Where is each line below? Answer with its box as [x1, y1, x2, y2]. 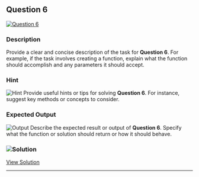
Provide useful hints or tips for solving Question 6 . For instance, [23, 89, 179, 96]
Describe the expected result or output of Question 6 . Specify [30, 124, 182, 131]
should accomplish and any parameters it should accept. [6, 62, 145, 69]
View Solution [6, 159, 40, 165]
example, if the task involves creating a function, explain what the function [6, 55, 188, 62]
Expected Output [6, 111, 56, 119]
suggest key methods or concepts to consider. [6, 96, 120, 103]
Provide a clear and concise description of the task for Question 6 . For [6, 49, 179, 56]
